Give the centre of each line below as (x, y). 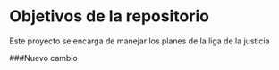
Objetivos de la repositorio (110, 16)
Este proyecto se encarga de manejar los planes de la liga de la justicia (139, 41)
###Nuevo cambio (43, 58)
